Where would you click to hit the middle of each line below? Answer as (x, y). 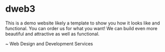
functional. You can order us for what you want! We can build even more (81, 28)
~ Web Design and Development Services (49, 43)
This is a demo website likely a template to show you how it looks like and (82, 23)
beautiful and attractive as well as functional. (52, 34)
